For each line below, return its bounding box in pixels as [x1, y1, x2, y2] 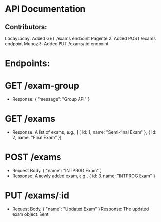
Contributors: [5, 23, 47, 31]
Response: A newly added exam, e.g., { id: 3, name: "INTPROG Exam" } [12, 173, 155, 179]
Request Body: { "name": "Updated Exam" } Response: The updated [12, 206, 149, 212]
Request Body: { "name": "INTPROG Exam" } [12, 168, 102, 173]
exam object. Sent [12, 211, 49, 217]
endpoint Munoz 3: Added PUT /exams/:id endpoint [5, 41, 109, 47]
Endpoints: [5, 58, 50, 69]
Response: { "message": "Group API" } [12, 96, 90, 102]
